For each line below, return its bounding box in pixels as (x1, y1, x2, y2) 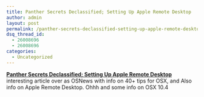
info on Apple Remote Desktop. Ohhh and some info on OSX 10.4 (6, 83, 169, 91)
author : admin (6, 15, 42, 21)
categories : (6, 48, 36, 55)
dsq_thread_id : (6, 32, 45, 38)
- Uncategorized (12, 54, 53, 60)
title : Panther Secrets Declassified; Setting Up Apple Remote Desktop (6, 8, 191, 15)
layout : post (6, 20, 39, 26)
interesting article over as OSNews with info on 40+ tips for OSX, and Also (6, 77, 192, 84)
